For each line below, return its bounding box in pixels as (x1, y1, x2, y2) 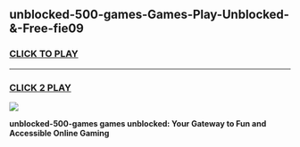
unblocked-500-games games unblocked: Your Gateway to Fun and (9, 118, 267, 128)
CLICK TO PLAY (9, 48, 79, 61)
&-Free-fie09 (9, 21, 85, 37)
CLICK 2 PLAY (9, 81, 71, 94)
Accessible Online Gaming (9, 127, 110, 138)
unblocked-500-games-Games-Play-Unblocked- (9, 7, 290, 22)
